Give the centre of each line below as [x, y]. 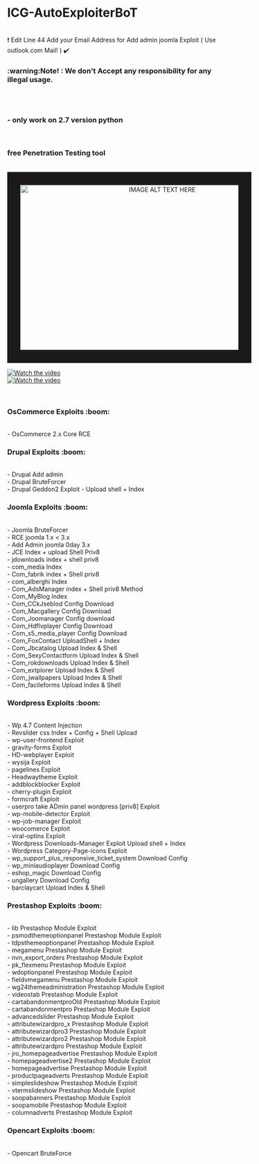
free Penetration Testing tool [56, 153]
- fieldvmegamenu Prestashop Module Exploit [73, 980]
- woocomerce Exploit [39, 829]
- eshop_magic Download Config [54, 873]
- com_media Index [35, 567]
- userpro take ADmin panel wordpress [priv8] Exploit [83, 806]
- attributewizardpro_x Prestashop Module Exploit [78, 1024]
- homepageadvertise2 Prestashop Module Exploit [79, 1061]
